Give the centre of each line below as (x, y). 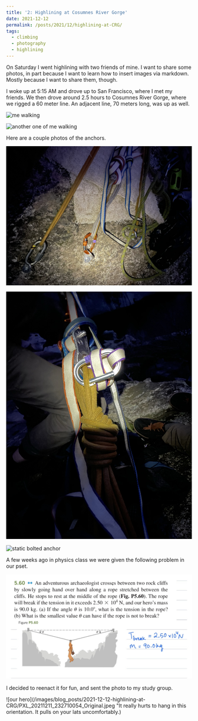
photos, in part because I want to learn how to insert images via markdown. (98, 73)
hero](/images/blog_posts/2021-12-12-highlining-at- (82, 699)
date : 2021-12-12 (27, 19)
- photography (29, 44)
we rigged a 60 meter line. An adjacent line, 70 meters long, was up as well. (98, 104)
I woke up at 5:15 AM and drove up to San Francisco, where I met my (89, 91)
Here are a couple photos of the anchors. (56, 138)
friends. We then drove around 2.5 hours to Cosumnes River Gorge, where (96, 97)
